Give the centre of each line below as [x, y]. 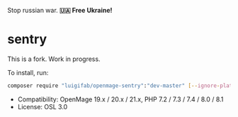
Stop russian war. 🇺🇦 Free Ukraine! [60, 10]
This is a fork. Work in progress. [54, 59]
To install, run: [28, 72]
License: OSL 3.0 [42, 106]
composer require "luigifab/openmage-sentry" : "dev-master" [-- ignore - [114, 85]
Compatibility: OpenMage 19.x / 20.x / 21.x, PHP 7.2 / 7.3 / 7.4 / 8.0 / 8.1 [120, 99]
